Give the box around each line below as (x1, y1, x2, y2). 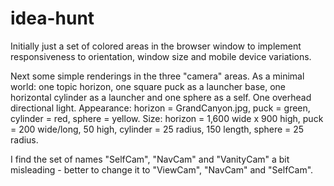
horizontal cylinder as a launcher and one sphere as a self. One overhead (10, 91, 312, 103)
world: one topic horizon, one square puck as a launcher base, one (10, 80, 286, 92)
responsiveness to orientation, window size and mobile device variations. (10, 50, 312, 62)
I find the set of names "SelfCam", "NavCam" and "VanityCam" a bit (10, 153, 290, 165)
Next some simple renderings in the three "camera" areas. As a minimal (10, 70, 305, 82)
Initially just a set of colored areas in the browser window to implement (10, 40, 302, 52)
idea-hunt (10, 7, 95, 30)
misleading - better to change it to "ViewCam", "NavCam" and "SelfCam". (10, 163, 314, 176)
